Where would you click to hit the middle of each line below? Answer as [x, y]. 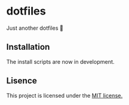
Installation [28, 47]
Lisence [22, 81]
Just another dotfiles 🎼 [35, 28]
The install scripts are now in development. [61, 61]
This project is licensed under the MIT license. [64, 95]
